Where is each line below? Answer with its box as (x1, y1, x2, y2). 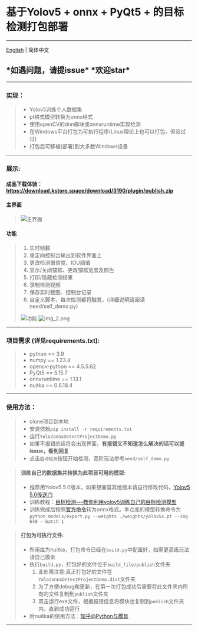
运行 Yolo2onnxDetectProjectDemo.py (29, 432, 117, 440)
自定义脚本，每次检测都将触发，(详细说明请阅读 (29, 296, 146, 303)
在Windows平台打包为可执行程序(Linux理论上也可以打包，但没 (29, 128, 181, 135)
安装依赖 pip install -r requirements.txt (29, 425, 133, 432)
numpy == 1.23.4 (29, 357, 71, 364)
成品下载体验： (6, 180, 42, 187)
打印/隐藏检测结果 (29, 274, 73, 281)
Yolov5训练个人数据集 (29, 106, 82, 113)
